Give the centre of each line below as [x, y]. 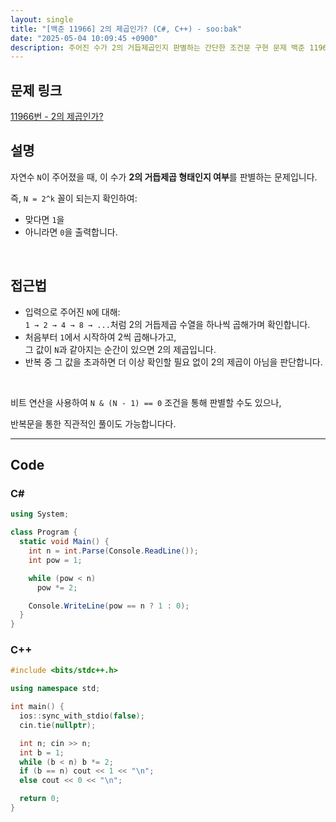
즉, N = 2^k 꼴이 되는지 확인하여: [74, 198]
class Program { [44, 532]
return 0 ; [39, 799]
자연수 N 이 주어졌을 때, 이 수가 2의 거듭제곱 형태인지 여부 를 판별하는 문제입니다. [164, 177]
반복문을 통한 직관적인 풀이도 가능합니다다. [93, 423]
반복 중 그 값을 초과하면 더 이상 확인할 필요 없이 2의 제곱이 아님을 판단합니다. [173, 362]
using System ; [40, 514]
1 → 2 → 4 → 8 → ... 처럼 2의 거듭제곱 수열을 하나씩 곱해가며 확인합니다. [167, 324]
